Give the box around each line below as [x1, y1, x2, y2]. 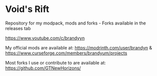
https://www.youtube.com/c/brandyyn [5, 35, 85, 41]
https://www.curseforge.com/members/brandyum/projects [5, 50, 127, 56]
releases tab [5, 25, 31, 31]
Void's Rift [5, 3, 49, 15]
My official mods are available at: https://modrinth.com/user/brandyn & [5, 44, 152, 50]
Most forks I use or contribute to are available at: [5, 59, 106, 65]
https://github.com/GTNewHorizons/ [5, 65, 82, 71]
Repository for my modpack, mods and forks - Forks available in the [5, 20, 146, 26]
